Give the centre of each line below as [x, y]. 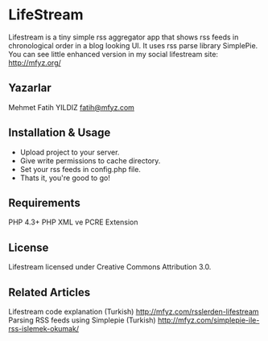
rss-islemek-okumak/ [43, 329]
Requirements [44, 203]
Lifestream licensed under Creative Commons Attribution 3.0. [110, 267]
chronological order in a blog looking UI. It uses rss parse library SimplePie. [133, 45]
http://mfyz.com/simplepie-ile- [208, 320]
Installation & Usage [60, 133]
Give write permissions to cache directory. [90, 160]
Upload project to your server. [70, 152]
